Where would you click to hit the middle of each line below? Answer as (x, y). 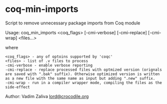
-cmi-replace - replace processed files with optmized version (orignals (84, 70)
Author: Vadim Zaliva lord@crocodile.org (47, 96)
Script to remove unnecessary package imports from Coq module (73, 23)
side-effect (17, 87)
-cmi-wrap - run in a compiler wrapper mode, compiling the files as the (84, 83)
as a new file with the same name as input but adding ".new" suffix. (80, 78)
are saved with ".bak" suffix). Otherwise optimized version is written (82, 74)
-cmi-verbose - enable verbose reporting (49, 65)
